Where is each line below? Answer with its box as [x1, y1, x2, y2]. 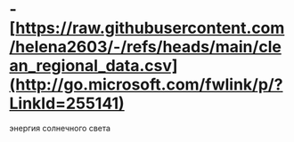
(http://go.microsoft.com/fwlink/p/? [9, 75, 283, 95]
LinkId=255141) [9, 93, 125, 114]
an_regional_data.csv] [9, 56, 178, 76]
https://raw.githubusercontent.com [15, 18, 285, 38]
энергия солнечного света [9, 122, 111, 133]
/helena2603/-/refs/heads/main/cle [9, 37, 282, 57]
